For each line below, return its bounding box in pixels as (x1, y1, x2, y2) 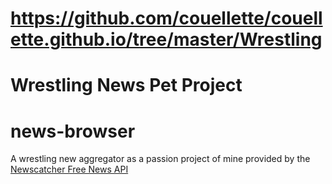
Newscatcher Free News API (10, 163, 129, 176)
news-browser (10, 120, 136, 142)
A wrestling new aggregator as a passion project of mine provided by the (10, 153, 311, 165)
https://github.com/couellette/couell (10, 7, 323, 30)
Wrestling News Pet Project (10, 74, 243, 97)
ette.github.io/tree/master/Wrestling (10, 28, 323, 51)
